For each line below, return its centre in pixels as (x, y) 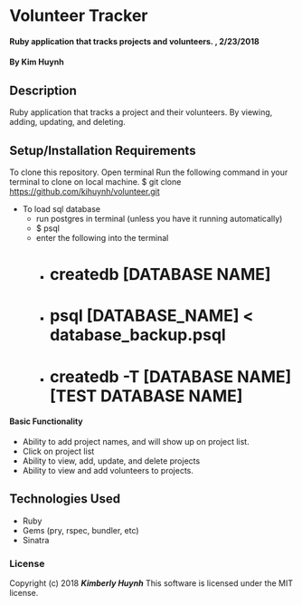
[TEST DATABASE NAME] (146, 396)
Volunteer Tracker (79, 16)
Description (43, 90)
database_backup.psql (137, 335)
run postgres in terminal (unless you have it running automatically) (159, 219)
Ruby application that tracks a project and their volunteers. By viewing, (141, 112)
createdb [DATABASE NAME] (160, 275)
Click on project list (58, 451)
